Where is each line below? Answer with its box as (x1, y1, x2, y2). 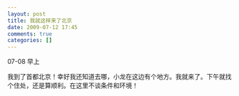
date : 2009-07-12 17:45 (7, 23, 78, 31)
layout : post (7, 10, 46, 18)
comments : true (7, 30, 53, 38)
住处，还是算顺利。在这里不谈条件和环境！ (13, 81, 139, 90)
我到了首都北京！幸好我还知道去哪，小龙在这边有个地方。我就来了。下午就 (7, 73, 225, 81)
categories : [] (7, 37, 53, 44)
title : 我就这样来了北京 (7, 17, 73, 24)
